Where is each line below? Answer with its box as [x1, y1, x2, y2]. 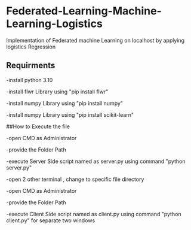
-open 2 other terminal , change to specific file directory [6, 175, 144, 183]
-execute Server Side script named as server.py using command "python [6, 158, 186, 165]
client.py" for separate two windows [6, 217, 95, 224]
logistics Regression [6, 43, 56, 50]
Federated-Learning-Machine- [6, 4, 162, 18]
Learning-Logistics [6, 17, 103, 31]
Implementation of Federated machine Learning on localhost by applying [6, 37, 185, 44]
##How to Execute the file [6, 123, 70, 130]
